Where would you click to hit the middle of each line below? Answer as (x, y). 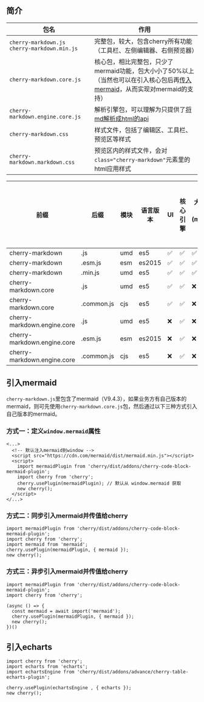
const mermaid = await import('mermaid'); (66, 611)
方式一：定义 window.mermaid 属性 (54, 431)
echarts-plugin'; (28, 677)
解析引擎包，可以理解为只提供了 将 (143, 109)
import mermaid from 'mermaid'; (47, 545)
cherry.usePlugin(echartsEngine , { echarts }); (69, 688)
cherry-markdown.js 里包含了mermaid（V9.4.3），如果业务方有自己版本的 (97, 399)
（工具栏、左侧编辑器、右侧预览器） (146, 50)
